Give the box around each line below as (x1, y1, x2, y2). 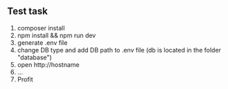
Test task (7, 6, 49, 17)
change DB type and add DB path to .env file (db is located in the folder (17, 46, 222, 54)
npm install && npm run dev (17, 31, 96, 39)
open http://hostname (17, 60, 80, 68)
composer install (17, 23, 65, 32)
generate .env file (17, 38, 68, 47)
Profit (17, 75, 33, 83)
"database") (17, 53, 52, 61)
